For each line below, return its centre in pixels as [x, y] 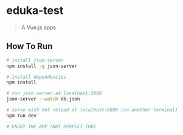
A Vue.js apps [39, 27]
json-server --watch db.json [43, 99]
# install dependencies [36, 77]
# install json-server [35, 60]
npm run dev [21, 116]
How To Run [29, 46]
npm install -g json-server [42, 66]
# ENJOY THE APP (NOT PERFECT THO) [51, 127]
